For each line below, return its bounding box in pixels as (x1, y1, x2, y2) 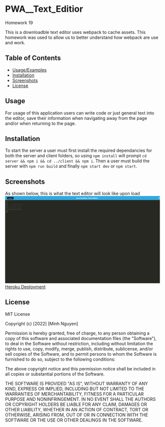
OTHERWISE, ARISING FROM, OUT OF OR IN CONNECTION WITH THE (5, 412, 148, 418)
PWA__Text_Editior (5, 3, 83, 15)
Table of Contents (5, 54, 61, 62)
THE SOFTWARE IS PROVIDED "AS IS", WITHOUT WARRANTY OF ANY (5, 380, 148, 386)
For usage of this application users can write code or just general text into (5, 110, 155, 116)
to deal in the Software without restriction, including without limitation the (5, 341, 153, 346)
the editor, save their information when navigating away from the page (5, 115, 147, 121)
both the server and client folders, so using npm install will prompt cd (5, 153, 147, 159)
